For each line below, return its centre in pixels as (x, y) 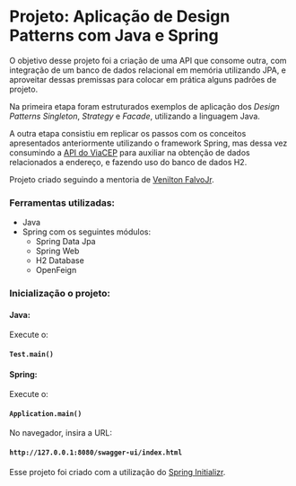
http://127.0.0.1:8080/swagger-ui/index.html (96, 452)
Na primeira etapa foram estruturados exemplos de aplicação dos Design (144, 106)
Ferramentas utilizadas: (62, 202)
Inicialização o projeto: (60, 294)
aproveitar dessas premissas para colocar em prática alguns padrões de (143, 79)
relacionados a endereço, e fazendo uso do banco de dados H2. (128, 162)
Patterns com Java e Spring (114, 35)
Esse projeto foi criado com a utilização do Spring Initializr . (118, 472)
